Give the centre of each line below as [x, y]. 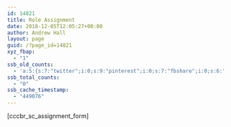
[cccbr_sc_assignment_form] [48, 116]
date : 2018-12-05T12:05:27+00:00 [55, 26]
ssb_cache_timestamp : [38, 90]
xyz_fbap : [21, 52]
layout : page [26, 39]
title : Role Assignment [41, 20]
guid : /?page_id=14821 [40, 45]
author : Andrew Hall [37, 33]
